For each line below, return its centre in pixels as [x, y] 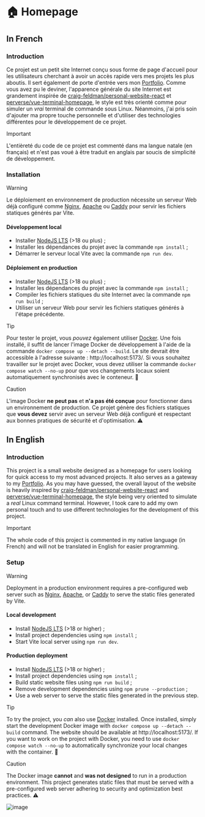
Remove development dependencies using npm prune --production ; [101, 689]
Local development [31, 615]
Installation [24, 174]
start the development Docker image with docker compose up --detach [95, 725]
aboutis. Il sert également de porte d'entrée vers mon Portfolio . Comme [96, 82]
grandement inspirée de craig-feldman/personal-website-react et [89, 95]
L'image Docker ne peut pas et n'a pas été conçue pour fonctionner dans [99, 401]
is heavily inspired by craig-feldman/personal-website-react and [88, 490]
